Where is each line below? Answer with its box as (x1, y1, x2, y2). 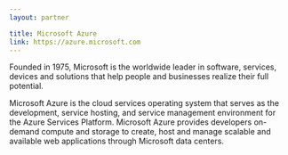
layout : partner (9, 12, 69, 22)
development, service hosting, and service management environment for (9, 108, 276, 118)
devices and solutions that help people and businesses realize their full (9, 71, 269, 82)
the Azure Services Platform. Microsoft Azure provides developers (9, 117, 252, 127)
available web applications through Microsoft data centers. (9, 135, 225, 147)
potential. (9, 81, 44, 92)
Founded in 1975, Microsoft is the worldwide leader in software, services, (9, 61, 277, 72)
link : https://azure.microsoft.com (9, 37, 141, 46)
